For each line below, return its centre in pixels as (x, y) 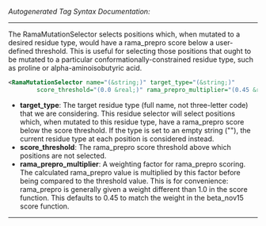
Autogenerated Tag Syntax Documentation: (79, 11)
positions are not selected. (63, 155)
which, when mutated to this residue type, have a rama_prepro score (132, 121)
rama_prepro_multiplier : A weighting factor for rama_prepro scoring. (133, 164)
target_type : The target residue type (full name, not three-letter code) (134, 105)
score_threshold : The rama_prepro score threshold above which (125, 147)
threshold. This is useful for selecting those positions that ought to (143, 51)
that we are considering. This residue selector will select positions (127, 113)
